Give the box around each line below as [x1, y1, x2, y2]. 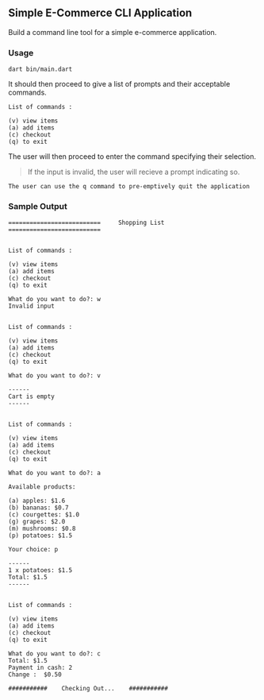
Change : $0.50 [8, 671, 62, 679]
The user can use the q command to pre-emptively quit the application [8, 183, 250, 191]
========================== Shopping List [8, 219, 165, 227]
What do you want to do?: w [8, 296, 101, 304]
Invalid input [8, 302, 55, 311]
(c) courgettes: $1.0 [8, 511, 80, 519]
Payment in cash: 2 [8, 663, 73, 672]
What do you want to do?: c [8, 650, 101, 658]
